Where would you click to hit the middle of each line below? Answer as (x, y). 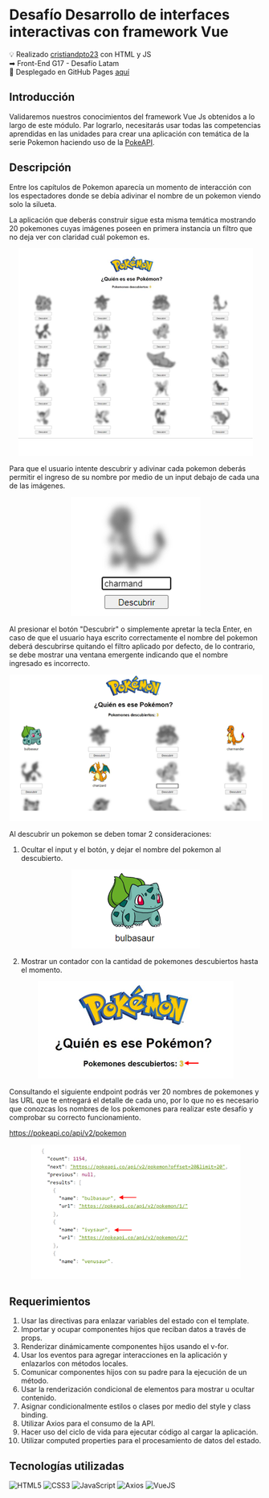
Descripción (40, 168)
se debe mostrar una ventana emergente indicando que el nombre (118, 655)
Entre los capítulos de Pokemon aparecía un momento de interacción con (130, 187)
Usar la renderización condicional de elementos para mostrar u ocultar (138, 1389)
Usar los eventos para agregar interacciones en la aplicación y (124, 1355)
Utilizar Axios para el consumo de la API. (88, 1424)
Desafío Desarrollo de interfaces (120, 15)
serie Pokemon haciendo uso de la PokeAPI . (82, 142)
